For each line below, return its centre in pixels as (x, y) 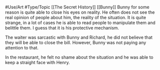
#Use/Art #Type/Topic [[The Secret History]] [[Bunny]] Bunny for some (77, 7)
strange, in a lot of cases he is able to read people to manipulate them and (80, 23)
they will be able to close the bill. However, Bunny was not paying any (76, 43)
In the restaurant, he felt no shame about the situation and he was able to (79, 57)
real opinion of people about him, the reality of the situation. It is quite (76, 17)
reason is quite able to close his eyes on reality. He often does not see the (80, 12)
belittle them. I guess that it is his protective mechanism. (62, 28)
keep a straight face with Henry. (38, 62)
